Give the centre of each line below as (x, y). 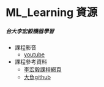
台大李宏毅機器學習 (30, 31)
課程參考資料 (31, 62)
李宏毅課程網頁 (43, 70)
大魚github (37, 77)
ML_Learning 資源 (52, 13)
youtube (34, 55)
